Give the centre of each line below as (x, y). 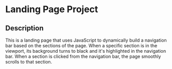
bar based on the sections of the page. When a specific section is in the (81, 46)
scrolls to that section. (29, 62)
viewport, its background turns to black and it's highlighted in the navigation (86, 51)
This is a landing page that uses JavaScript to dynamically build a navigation (86, 40)
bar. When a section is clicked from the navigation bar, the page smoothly (83, 56)
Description (24, 28)
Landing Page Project (52, 9)
